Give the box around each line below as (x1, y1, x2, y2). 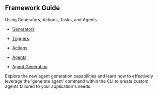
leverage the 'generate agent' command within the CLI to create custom (5, 78, 149, 84)
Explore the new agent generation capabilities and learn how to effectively (5, 73, 154, 79)
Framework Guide (5, 4, 60, 12)
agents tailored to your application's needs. (5, 83, 92, 89)
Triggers (12, 35, 29, 41)
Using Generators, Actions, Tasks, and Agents (5, 16, 97, 22)
